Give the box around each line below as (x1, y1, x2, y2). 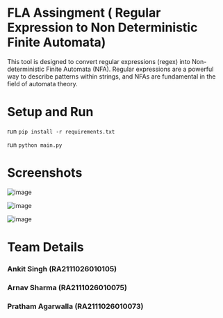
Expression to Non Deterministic (7, 19, 198, 35)
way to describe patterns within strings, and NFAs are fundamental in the (7, 72, 216, 81)
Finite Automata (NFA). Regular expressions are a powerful (46, 65, 214, 73)
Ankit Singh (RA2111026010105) (7, 264, 117, 273)
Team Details (7, 239, 85, 255)
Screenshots (7, 165, 83, 181)
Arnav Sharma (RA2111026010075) (7, 283, 127, 292)
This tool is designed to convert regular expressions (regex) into (7, 57, 191, 65)
